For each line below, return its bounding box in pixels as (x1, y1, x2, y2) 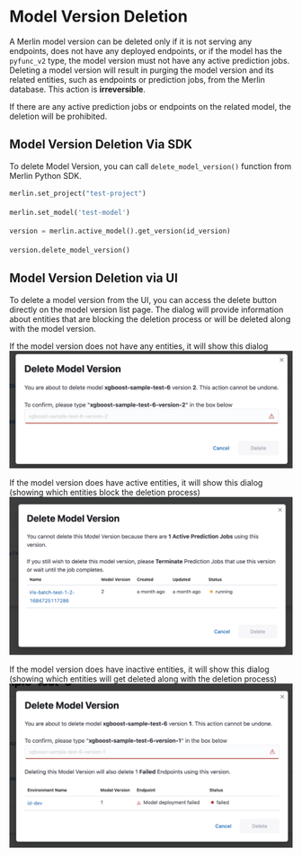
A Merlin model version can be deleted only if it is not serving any (9, 36, 253, 47)
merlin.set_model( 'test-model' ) (9, 208, 130, 217)
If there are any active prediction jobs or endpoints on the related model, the (9, 101, 292, 112)
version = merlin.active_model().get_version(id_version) (9, 227, 231, 236)
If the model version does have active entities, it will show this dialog (9, 478, 263, 488)
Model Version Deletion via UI (9, 271, 178, 286)
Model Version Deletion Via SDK (9, 137, 193, 152)
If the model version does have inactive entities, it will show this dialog (9, 664, 270, 675)
